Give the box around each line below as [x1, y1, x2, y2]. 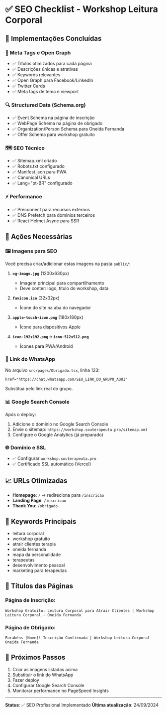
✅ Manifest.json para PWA [12, 169, 67, 175]
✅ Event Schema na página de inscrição [12, 115, 95, 121]
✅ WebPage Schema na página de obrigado [12, 121, 103, 127]
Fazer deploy [12, 677, 40, 683]
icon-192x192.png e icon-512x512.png [12, 334, 89, 340]
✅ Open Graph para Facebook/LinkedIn [12, 77, 93, 83]
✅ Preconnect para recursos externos [12, 206, 90, 212]
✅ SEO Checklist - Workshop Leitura [5, 3, 158, 15]
